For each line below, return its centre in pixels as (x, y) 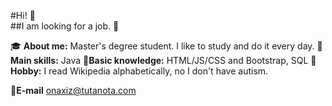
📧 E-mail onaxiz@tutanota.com (73, 90)
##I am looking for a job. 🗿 (65, 26)
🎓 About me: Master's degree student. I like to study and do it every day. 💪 (166, 46)
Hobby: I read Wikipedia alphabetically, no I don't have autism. (139, 71)
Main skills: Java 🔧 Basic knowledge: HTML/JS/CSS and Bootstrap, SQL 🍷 (163, 60)
